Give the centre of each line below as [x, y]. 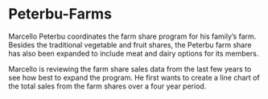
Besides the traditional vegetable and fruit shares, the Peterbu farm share [130, 44]
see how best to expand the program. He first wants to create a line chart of [134, 77]
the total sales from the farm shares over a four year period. [107, 86]
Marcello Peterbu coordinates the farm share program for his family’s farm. [132, 36]
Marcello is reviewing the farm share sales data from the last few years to [130, 68]
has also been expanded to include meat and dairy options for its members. [134, 53]
